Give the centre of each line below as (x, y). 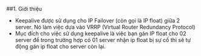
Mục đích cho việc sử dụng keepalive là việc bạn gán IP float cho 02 (101, 33)
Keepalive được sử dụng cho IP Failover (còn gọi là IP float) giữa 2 (97, 20)
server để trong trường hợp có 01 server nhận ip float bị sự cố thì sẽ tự (103, 40)
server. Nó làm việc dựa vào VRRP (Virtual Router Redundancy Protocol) (105, 27)
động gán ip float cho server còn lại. (60, 46)
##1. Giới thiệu (24, 9)
